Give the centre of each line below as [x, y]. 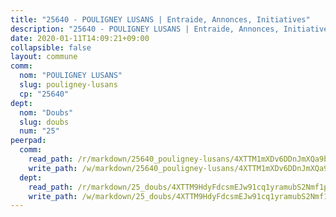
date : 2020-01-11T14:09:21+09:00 [80, 38]
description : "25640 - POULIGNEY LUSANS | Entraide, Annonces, [145, 29]
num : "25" [39, 131]
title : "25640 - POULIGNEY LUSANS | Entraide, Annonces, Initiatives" [160, 19]
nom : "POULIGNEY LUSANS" [71, 76]
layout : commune [44, 57]
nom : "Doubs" [46, 112]
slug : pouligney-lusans [68, 85]
